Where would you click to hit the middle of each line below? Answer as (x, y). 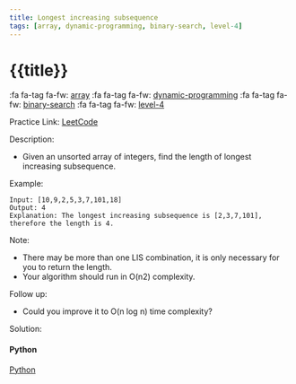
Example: (26, 184)
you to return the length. (67, 267)
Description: (32, 139)
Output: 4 (28, 208)
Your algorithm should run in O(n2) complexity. (109, 277)
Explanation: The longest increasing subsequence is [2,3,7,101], (136, 216)
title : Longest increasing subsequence (84, 17)
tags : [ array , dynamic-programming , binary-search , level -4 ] (126, 26)
